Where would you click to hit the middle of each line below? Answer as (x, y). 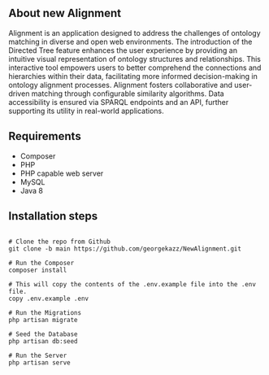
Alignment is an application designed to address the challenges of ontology (135, 33)
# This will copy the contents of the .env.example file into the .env (132, 285)
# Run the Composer (41, 264)
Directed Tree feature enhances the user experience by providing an (123, 50)
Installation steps (53, 216)
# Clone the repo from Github (60, 242)
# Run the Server (38, 356)
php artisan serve (39, 363)
